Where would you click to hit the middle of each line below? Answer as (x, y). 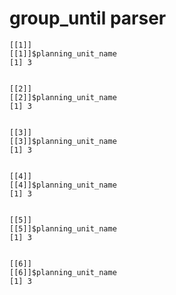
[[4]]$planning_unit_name (63, 185)
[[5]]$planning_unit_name (63, 228)
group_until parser (88, 18)
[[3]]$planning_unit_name (63, 141)
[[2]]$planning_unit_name (63, 97)
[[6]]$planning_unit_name (63, 272)
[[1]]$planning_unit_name (63, 53)
